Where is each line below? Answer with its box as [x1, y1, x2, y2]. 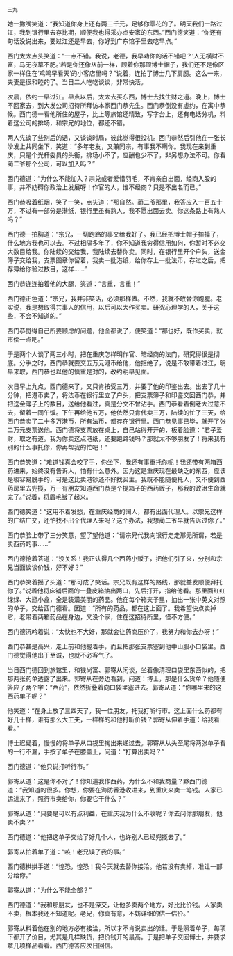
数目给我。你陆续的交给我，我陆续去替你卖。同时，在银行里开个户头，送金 [12, 248, 226, 255]
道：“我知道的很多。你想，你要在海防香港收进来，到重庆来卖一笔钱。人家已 [7, 786, 223, 794]
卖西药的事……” [7, 540, 51, 548]
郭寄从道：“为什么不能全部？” [7, 886, 92, 894]
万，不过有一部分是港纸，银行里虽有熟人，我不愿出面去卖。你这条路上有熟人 [7, 207, 226, 214]
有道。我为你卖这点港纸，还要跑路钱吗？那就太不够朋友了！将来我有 [31, 434, 226, 443]
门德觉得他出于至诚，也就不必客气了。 [7, 651, 116, 659]
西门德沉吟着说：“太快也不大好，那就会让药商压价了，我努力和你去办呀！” [7, 628, 220, 635]
